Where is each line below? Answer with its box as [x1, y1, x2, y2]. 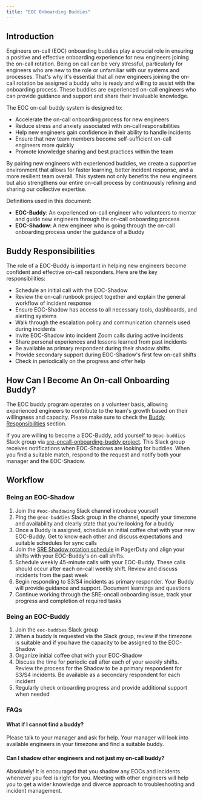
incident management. [6, 787, 62, 795]
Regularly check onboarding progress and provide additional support [15, 684, 188, 692]
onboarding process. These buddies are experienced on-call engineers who [6, 86, 196, 93]
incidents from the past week [15, 571, 88, 579]
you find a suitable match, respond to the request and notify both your [6, 451, 182, 458]
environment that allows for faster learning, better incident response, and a [6, 166, 193, 173]
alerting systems [15, 313, 57, 320]
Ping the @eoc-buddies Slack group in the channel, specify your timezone [15, 513, 197, 521]
